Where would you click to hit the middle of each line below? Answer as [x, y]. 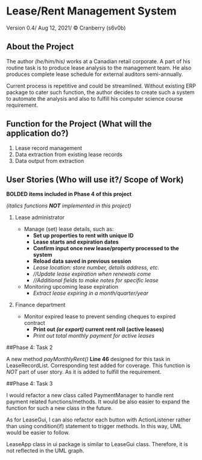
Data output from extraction [49, 160]
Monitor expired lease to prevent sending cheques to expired [100, 317]
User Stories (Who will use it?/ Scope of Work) [95, 179]
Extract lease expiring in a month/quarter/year [91, 293]
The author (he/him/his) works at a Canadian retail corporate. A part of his [98, 61]
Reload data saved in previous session [82, 261]
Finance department [40, 305]
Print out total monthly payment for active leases [94, 336]
